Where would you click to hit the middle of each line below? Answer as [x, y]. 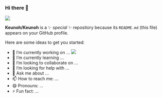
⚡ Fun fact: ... [25, 91]
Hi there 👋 [17, 8]
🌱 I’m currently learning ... [38, 58]
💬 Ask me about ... [30, 73]
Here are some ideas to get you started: [45, 42]
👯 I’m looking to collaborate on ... [45, 63]
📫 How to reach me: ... [35, 79]
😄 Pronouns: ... [28, 86]
